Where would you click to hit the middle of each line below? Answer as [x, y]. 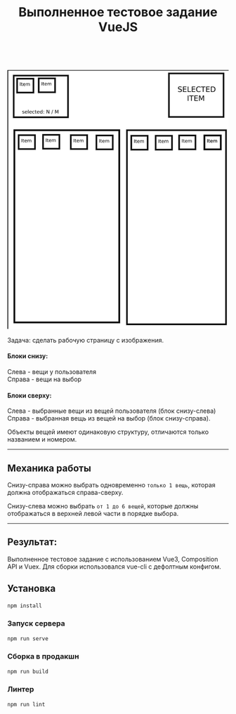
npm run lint [26, 705]
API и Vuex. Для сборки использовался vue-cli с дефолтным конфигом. [114, 567]
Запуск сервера [36, 623]
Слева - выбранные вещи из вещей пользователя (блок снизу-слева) [112, 411]
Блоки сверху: [29, 395]
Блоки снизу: [28, 356]
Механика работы [49, 468]
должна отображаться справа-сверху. [65, 492]
